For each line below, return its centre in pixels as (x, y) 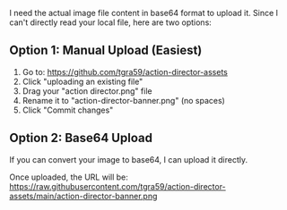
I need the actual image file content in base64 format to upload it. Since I (144, 13)
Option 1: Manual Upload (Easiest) (106, 50)
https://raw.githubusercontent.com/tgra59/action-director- (117, 186)
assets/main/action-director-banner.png (83, 196)
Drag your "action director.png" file (87, 91)
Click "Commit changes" (68, 110)
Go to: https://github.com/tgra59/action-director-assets (125, 71)
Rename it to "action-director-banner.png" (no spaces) (124, 100)
